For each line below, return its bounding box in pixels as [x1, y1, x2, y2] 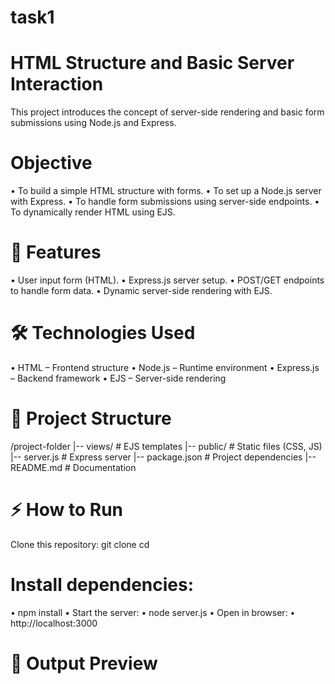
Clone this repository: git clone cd [10, 538, 150, 550]
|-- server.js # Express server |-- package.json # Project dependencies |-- [10, 451, 317, 463]
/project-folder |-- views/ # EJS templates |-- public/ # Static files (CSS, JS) [10, 440, 323, 452]
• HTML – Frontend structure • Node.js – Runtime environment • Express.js [10, 361, 320, 373]
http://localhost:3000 [10, 617, 98, 629]
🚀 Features [10, 241, 102, 264]
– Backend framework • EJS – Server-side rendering [10, 372, 227, 384]
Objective [10, 152, 93, 175]
